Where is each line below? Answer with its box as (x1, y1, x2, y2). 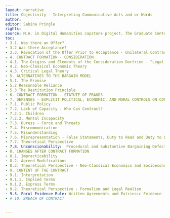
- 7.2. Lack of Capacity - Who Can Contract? (5, 106, 103, 112)
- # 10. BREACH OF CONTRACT (5, 196, 65, 201)
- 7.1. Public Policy (5, 102, 51, 107)
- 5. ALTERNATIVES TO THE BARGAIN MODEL (5, 74, 92, 79)
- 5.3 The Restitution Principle (5, 87, 76, 93)
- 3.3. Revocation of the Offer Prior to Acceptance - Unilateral (5, 50, 148, 55)
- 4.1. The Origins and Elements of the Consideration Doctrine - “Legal (5, 59, 164, 64)
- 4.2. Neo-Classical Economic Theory (5, 64, 87, 69)
